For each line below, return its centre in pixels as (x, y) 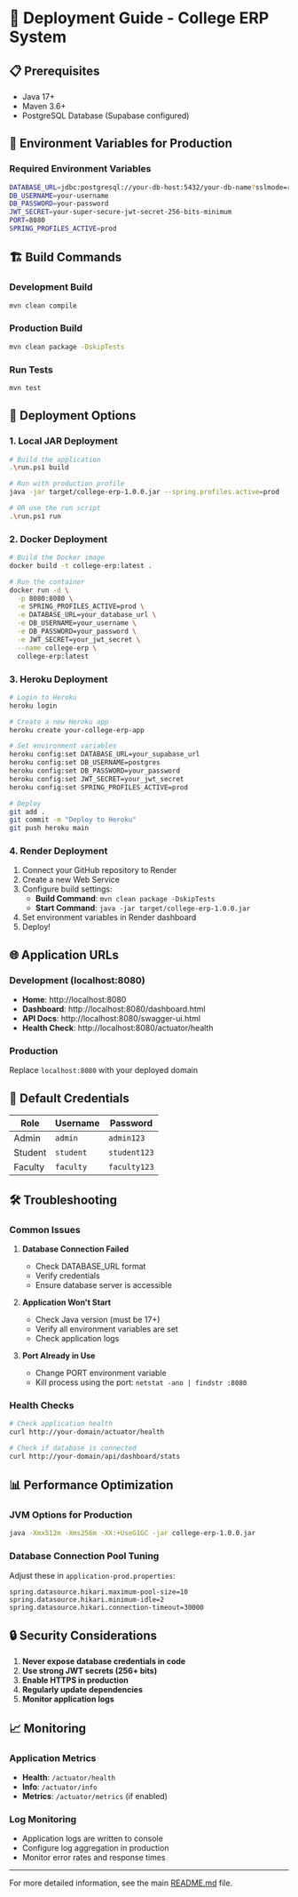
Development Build (51, 287)
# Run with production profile (67, 484)
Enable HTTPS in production (75, 1680)
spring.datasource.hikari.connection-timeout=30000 (106, 1607)
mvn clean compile (43, 306)
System (38, 37)
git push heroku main (49, 828)
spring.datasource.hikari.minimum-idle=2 (87, 1599)
